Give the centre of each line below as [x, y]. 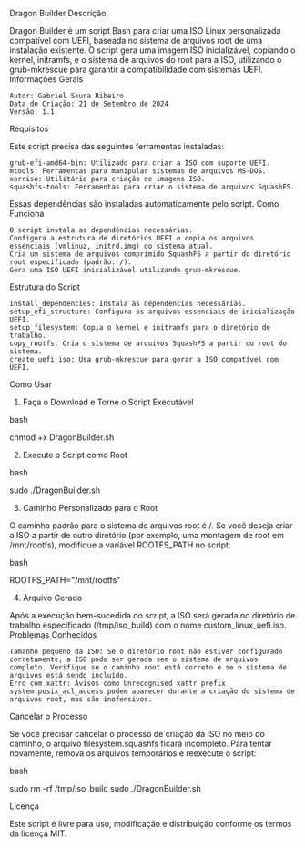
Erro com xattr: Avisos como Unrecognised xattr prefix [117, 683]
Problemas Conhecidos [53, 635]
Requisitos [29, 128]
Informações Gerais [46, 79]
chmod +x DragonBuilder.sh [62, 437]
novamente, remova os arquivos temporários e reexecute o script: [133, 753]
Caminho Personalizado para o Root [90, 508]
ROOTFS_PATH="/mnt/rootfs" [65, 580]
